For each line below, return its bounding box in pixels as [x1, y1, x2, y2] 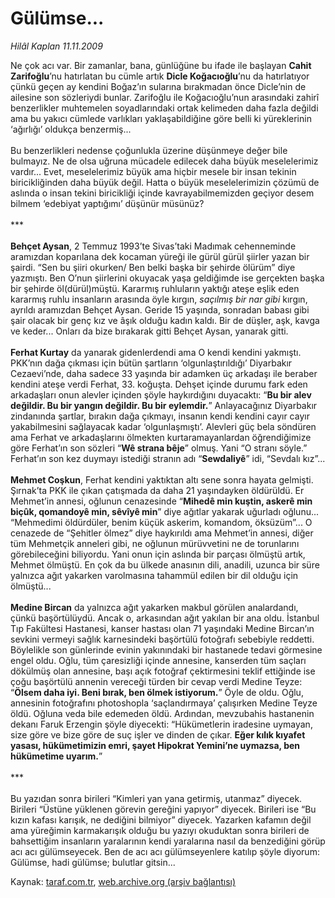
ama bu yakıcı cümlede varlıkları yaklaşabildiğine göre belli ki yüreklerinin [10, 112, 312, 124]
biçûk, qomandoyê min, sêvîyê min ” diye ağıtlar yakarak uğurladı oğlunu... [10, 505, 320, 517]
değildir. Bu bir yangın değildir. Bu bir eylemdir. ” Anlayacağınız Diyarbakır [10, 399, 318, 411]
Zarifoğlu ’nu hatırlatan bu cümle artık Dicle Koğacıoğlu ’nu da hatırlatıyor [10, 70, 310, 82]
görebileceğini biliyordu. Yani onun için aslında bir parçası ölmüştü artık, [10, 548, 306, 560]
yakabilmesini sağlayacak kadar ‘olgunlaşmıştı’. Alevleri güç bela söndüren [10, 420, 317, 432]
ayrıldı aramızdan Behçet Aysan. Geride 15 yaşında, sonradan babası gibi [10, 303, 310, 316]
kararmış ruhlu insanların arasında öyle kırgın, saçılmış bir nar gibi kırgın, [10, 293, 308, 305]
